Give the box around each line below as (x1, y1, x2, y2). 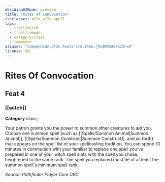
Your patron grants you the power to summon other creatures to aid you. (5, 125, 152, 131)
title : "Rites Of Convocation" (5, 12, 69, 17)
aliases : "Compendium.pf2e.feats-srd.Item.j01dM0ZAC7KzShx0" (5, 44, 133, 49)
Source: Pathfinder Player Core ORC (5, 172, 79, 178)
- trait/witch (9, 26, 38, 31)
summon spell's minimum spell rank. (5, 162, 79, 168)
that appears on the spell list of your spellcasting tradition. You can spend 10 (5, 141, 161, 147)
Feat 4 (5, 90, 25, 98)
